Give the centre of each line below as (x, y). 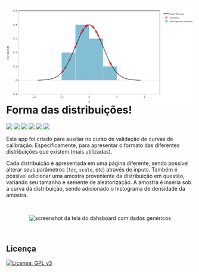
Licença (21, 248)
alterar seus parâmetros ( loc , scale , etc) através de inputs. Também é (92, 170)
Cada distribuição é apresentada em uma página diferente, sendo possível (97, 163)
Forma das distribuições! (69, 110)
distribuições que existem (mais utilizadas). (59, 152)
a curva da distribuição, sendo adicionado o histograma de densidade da (96, 189)
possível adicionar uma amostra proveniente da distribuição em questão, (95, 176)
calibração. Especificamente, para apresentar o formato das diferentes (93, 145)
